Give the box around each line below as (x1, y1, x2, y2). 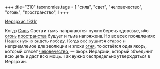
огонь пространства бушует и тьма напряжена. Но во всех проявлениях (5, 33, 156, 39)
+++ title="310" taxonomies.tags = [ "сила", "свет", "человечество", (5, 4, 143, 10)
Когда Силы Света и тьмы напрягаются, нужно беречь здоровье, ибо (5, 28, 149, 33)
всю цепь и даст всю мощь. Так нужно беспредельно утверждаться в (5, 54, 151, 59)
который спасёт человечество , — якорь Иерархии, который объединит (5, 48, 153, 54)
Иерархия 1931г (5, 19, 37, 24)
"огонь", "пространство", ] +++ (5, 9, 69, 15)
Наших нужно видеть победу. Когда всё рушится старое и (5, 38, 126, 44)
